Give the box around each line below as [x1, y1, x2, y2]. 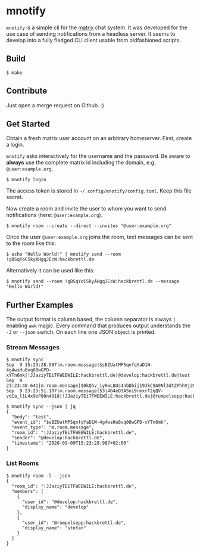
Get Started [6, 119, 50, 129]
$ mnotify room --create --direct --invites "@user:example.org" [6, 223, 171, 229]
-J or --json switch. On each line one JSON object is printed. [6, 328, 156, 336]
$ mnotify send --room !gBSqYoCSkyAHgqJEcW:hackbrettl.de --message [6, 278, 180, 284]
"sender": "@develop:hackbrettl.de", [11, 435, 105, 441]
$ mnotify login [6, 177, 46, 183]
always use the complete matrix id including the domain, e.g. [6, 159, 156, 166]
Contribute [6, 86, 48, 96]
